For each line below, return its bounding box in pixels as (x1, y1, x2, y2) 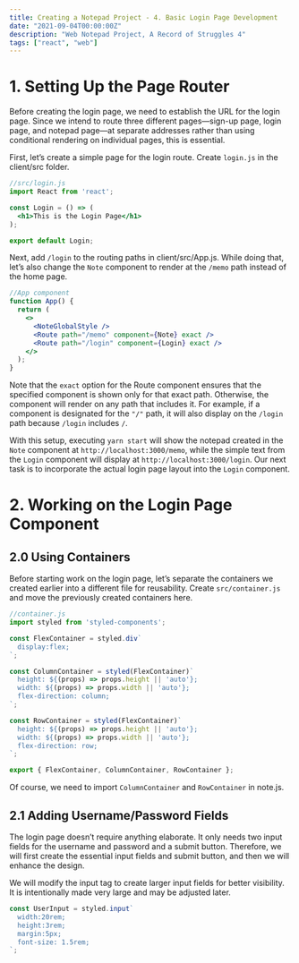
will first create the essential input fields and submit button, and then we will (9, 851, 289, 861)
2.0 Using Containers (9, 550, 131, 565)
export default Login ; (9, 236, 94, 245)
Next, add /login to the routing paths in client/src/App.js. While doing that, (9, 252, 285, 263)
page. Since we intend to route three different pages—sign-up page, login (9, 115, 282, 126)
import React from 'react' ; (9, 187, 115, 197)
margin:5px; (17, 929, 63, 938)
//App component (9, 288, 70, 298)
